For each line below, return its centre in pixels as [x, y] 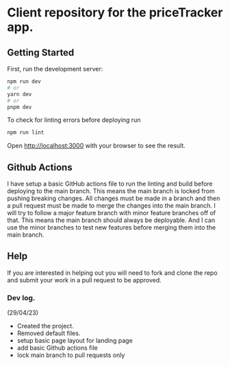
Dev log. [21, 297]
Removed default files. [49, 333]
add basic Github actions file [57, 348]
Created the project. [45, 326]
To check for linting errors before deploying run [74, 120]
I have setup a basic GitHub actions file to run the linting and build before [110, 184]
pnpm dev [20, 107]
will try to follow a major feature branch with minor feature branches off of [112, 213]
